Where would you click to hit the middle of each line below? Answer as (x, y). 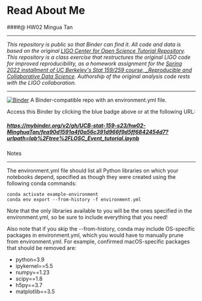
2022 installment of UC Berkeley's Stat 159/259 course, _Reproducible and (100, 70)
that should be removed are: (42, 248)
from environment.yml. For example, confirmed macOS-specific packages (99, 242)
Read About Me (46, 11)
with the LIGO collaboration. (42, 82)
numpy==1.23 (32, 272)
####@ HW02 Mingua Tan (40, 27)
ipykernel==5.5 (34, 266)
